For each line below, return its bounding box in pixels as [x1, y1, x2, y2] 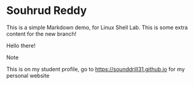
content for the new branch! [6, 30, 77, 37]
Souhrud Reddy [6, 4, 87, 18]
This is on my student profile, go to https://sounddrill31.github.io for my [6, 65, 185, 73]
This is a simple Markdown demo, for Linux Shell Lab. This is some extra [6, 24, 188, 31]
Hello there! [6, 42, 35, 49]
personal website [6, 72, 50, 79]
